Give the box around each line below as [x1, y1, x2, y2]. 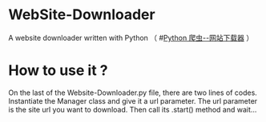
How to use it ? [8, 61, 108, 80]
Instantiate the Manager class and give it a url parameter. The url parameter [8, 96, 258, 105]
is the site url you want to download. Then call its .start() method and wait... [8, 104, 257, 114]
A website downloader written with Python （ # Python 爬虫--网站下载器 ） [8, 33, 254, 42]
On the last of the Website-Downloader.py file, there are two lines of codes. [8, 88, 258, 97]
